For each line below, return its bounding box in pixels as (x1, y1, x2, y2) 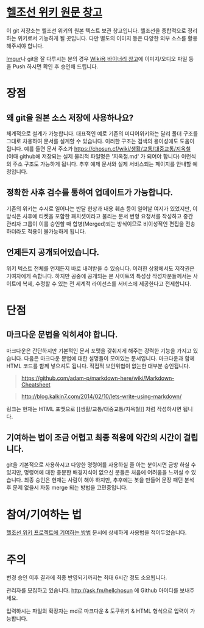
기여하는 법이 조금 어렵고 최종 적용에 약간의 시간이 (6, 432, 181, 443)
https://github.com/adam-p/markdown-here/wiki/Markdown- (21, 374, 175, 382)
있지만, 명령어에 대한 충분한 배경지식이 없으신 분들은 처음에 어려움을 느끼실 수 (6, 469, 190, 476)
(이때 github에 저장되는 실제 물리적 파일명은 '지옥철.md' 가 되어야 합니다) (6, 152, 180, 160)
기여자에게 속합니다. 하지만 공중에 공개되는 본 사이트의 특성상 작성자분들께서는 (6, 272, 192, 279)
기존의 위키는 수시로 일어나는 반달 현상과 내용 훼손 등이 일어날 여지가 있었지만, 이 (6, 205, 198, 212)
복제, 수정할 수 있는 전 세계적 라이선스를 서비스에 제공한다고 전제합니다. (22, 280, 192, 287)
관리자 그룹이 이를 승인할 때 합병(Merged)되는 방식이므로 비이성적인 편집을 (6, 220, 185, 227)
